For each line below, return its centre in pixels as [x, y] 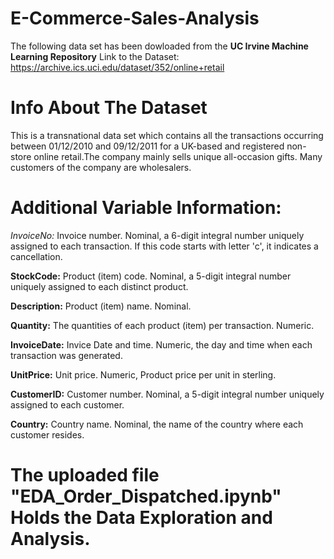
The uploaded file [85, 475]
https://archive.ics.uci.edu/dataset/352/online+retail [117, 67]
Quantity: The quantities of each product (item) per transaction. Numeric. [162, 325]
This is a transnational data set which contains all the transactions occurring [167, 135]
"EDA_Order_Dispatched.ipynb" [146, 496]
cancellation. [36, 256]
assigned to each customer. [67, 404]
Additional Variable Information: [146, 208]
